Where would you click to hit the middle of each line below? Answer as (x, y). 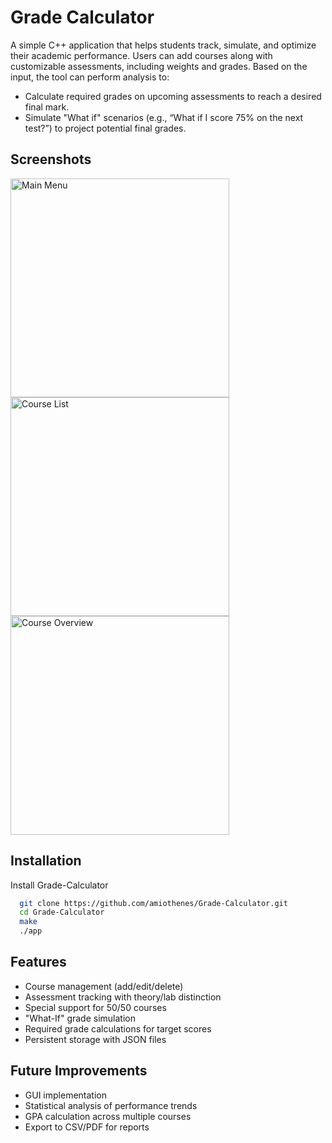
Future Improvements (79, 1071)
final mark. (47, 107)
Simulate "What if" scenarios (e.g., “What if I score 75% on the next (164, 117)
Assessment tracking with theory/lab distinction (123, 997)
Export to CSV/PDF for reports (87, 1127)
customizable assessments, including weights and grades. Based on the (159, 66)
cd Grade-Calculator (62, 912)
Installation (46, 861)
